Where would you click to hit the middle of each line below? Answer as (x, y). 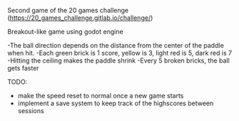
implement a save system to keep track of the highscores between (116, 103)
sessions (31, 111)
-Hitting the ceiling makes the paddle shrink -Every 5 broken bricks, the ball (118, 60)
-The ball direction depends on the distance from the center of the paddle (116, 45)
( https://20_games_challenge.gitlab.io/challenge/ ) (80, 18)
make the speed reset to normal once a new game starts (101, 96)
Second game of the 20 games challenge (68, 10)
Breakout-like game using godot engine (65, 32)
